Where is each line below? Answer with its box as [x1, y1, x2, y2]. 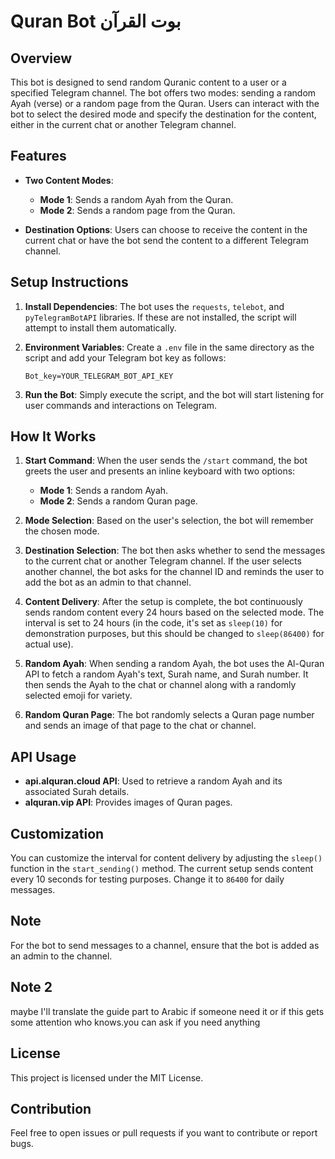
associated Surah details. [24, 786, 130, 798]
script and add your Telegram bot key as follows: [24, 351, 227, 364]
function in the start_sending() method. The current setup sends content [10, 863, 314, 875]
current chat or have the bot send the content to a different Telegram [24, 234, 309, 246]
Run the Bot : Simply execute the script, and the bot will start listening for [24, 388, 325, 400]
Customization [10, 825, 105, 842]
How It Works [10, 428, 97, 445]
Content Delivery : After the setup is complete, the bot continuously [24, 596, 303, 608]
